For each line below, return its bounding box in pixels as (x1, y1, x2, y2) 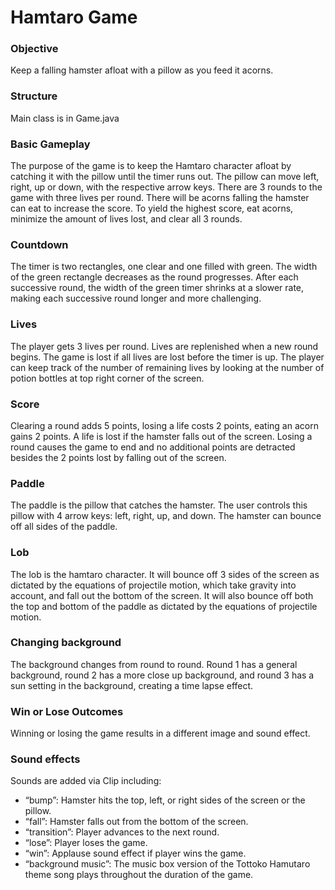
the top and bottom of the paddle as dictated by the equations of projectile (10, 600, 318, 612)
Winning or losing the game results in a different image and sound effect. (10, 727, 311, 740)
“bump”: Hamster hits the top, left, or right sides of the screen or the (24, 794, 306, 806)
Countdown (10, 238, 69, 251)
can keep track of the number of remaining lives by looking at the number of (10, 361, 325, 373)
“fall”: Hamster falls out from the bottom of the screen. (24, 816, 249, 828)
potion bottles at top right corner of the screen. (10, 372, 205, 384)
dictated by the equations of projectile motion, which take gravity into (10, 579, 297, 591)
